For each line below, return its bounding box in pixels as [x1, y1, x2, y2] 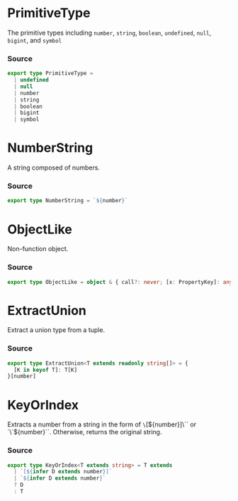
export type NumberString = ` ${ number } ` [7, 197, 129, 204]
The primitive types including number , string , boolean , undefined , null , [7, 28, 212, 37]
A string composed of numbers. [7, 163, 101, 172]
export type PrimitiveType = [7, 70, 93, 77]
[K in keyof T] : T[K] [13, 366, 78, 373]
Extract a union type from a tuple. [7, 326, 105, 334]
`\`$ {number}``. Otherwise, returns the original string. [7, 428, 162, 436]
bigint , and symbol [7, 35, 62, 44]
